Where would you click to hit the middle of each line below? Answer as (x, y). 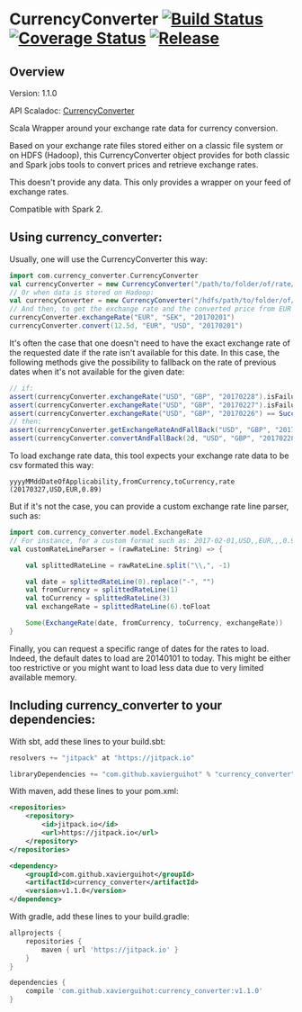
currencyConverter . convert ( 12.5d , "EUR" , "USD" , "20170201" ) (126, 326)
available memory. (43, 677)
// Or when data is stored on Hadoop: (82, 293)
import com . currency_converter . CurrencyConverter (104, 276)
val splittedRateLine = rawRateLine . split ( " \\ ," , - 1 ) (128, 565)
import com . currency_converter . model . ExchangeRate (106, 533)
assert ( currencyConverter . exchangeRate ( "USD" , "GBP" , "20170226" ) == (142, 413)
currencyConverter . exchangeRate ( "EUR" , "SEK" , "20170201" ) (122, 318)
